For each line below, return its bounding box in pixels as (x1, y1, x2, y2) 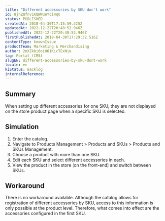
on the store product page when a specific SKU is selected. (5, 108, 126, 114)
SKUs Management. (12, 146, 53, 152)
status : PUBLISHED (5, 16, 43, 21)
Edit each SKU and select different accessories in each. (12, 157, 126, 163)
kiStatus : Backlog (5, 67, 43, 72)
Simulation (5, 123, 39, 131)
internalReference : (5, 72, 45, 77)
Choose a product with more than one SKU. (12, 151, 101, 157)
